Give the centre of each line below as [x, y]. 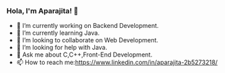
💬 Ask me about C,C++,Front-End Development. [84, 55]
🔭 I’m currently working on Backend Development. [87, 26]
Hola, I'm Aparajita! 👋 [42, 11]
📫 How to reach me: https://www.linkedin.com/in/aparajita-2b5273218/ [117, 62]
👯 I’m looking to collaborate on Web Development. [87, 40]
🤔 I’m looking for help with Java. [62, 48]
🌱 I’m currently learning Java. [58, 33]
